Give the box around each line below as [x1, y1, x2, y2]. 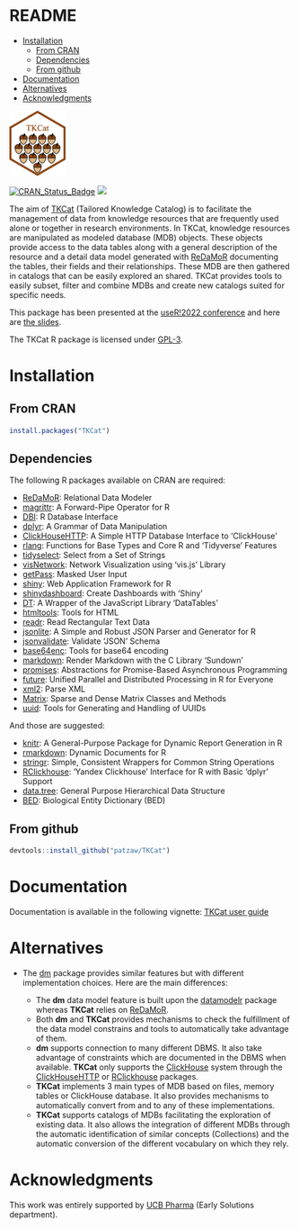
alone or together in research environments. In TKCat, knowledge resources [9, 222, 290, 233]
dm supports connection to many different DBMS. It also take [35, 1042, 262, 1053]
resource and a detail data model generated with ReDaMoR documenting [9, 251, 279, 262]
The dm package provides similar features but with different [22, 967, 244, 978]
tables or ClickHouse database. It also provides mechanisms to [35, 1090, 269, 1101]
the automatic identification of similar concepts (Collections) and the [35, 1128, 290, 1139]
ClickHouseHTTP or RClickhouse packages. [35, 1071, 199, 1081]
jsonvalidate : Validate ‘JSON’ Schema [22, 636, 161, 646]
